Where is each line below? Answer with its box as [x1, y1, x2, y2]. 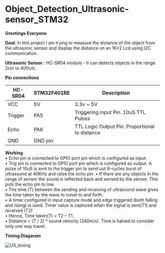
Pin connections [5, 74, 39, 80]
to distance [74, 129, 101, 136]
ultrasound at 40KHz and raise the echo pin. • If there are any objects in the [5, 171, 159, 177]
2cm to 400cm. [5, 65, 36, 71]
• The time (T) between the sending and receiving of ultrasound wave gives [5, 186, 159, 192]
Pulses [74, 115, 90, 122]
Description [102, 89, 130, 96]
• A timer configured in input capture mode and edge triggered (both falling [5, 197, 158, 203]
